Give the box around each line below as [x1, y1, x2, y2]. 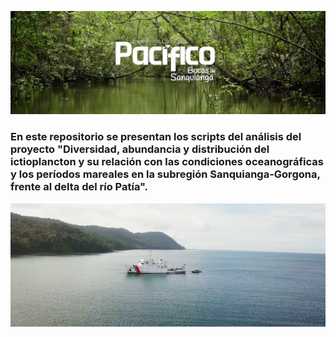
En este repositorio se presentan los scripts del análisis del [10, 130, 302, 144]
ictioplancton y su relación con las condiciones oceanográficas [10, 155, 324, 169]
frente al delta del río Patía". [10, 180, 149, 194]
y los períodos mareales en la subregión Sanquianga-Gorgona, [10, 167, 321, 181]
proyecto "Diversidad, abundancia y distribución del [10, 142, 270, 156]
